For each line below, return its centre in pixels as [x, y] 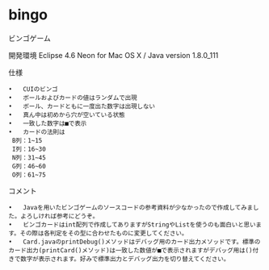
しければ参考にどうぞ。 [65, 216]
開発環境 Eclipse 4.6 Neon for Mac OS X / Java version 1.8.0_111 [113, 55]
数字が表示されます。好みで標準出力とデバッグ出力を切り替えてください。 [125, 259]
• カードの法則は [37, 132]
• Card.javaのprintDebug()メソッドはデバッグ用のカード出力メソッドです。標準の [134, 242]
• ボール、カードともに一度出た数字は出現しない [82, 106]
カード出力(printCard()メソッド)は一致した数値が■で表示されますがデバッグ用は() [130, 250]
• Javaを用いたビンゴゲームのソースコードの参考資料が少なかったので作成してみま [131, 207]
